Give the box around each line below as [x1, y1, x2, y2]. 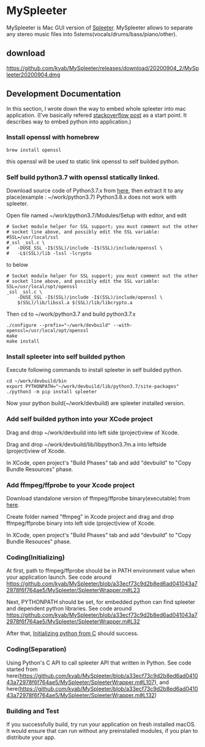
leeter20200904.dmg [6, 71, 61, 78]
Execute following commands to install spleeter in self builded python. [6, 366, 183, 374]
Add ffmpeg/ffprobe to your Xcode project [6, 481, 135, 489]
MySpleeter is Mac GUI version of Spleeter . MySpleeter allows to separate [6, 24, 193, 31]
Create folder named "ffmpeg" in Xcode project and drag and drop [6, 513, 174, 521]
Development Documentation [6, 89, 121, 99]
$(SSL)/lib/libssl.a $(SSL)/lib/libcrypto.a [17, 300, 133, 306]
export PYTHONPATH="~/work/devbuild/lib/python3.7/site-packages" [6, 384, 179, 390]
